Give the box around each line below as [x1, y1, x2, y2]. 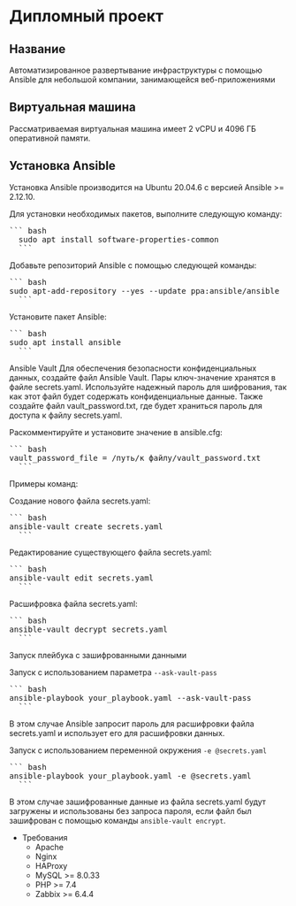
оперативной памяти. [9, 133, 91, 143]
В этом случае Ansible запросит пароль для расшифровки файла [9, 718, 254, 729]
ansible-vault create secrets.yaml [9, 521, 163, 532]
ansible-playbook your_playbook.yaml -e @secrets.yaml [9, 771, 252, 780]
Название [9, 42, 66, 57]
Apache [34, 841, 65, 852]
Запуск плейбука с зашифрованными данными [9, 649, 187, 660]
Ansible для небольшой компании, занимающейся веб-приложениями [9, 74, 276, 85]
